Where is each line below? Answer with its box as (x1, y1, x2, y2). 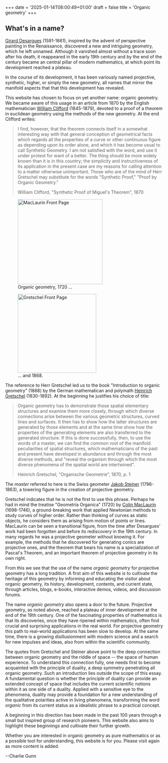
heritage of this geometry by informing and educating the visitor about (5, 576, 150, 582)
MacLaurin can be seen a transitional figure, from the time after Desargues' (5, 523, 161, 529)
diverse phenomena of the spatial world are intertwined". (17, 461, 135, 468)
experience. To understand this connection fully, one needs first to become (5, 659, 161, 665)
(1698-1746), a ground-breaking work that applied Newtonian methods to (5, 506, 156, 513)
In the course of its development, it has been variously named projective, (5, 74, 156, 80)
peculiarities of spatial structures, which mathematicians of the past (17, 446, 158, 452)
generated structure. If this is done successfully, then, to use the (17, 434, 151, 440)
